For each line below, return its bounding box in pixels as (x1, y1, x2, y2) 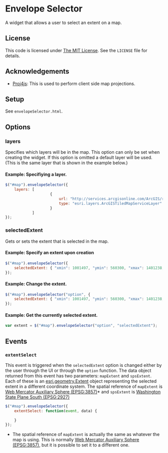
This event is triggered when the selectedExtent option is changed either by (5, 362, 162, 368)
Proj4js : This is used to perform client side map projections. (12, 81, 135, 87)
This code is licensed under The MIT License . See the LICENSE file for (5, 47, 147, 53)
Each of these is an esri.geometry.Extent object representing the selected (5, 378, 157, 384)
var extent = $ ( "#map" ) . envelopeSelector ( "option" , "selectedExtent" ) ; (5, 323, 157, 328)
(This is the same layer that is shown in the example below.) (5, 160, 128, 166)
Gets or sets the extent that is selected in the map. (5, 238, 109, 244)
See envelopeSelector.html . (5, 108, 63, 114)
